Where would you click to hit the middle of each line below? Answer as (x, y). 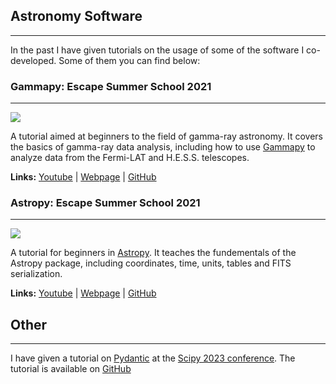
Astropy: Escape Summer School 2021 (105, 203)
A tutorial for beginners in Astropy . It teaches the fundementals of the (153, 253)
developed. (33, 60)
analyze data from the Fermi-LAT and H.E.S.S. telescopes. (130, 158)
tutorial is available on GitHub (71, 369)
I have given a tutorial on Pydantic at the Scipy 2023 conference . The (153, 358)
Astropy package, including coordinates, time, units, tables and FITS (151, 263)
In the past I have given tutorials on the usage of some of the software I (157, 50)
